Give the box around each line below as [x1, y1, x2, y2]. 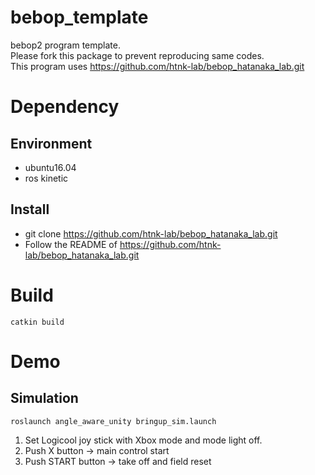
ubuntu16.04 [24, 161, 77, 173]
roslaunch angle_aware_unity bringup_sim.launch [10, 416, 217, 426]
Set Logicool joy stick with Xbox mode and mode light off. [24, 434, 263, 446]
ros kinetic [24, 172, 69, 184]
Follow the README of [24, 238, 118, 250]
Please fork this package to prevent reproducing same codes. [10, 49, 265, 61]
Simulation [10, 390, 79, 407]
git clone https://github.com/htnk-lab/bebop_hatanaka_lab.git [24, 227, 278, 240]
